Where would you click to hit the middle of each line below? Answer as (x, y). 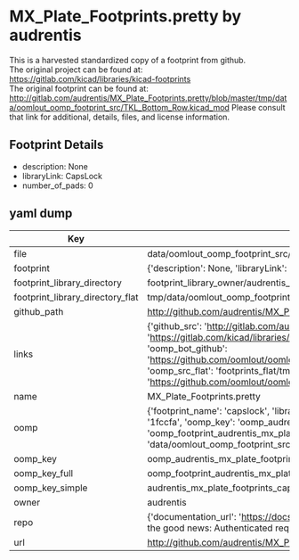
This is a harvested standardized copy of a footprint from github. (128, 60)
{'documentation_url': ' (194, 516)
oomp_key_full (44, 473)
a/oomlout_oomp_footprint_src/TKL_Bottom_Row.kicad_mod (119, 107)
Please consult (259, 107)
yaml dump (41, 214)
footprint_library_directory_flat (76, 297)
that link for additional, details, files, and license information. (119, 117)
